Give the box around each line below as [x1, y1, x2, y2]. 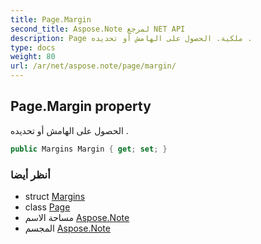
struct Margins [24, 190, 86, 202]
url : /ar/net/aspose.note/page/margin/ [10, 61, 177, 71]
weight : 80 [10, 52, 56, 62]
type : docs [10, 42, 56, 53]
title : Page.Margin [10, 14, 92, 25]
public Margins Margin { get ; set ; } [10, 144, 168, 154]
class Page [24, 201, 71, 213]
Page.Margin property [10, 98, 152, 115]
